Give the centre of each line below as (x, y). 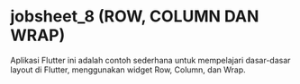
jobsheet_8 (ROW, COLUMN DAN (135, 17)
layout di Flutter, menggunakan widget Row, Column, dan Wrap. (128, 70)
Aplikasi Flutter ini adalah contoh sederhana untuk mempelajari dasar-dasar (150, 60)
